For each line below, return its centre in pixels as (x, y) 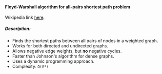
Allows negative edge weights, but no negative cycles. (67, 51)
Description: (18, 29)
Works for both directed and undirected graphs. (60, 46)
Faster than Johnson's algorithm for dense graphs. (63, 56)
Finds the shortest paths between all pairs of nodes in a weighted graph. (85, 41)
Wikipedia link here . (25, 17)
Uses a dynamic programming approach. (53, 61)
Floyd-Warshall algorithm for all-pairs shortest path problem (68, 7)
